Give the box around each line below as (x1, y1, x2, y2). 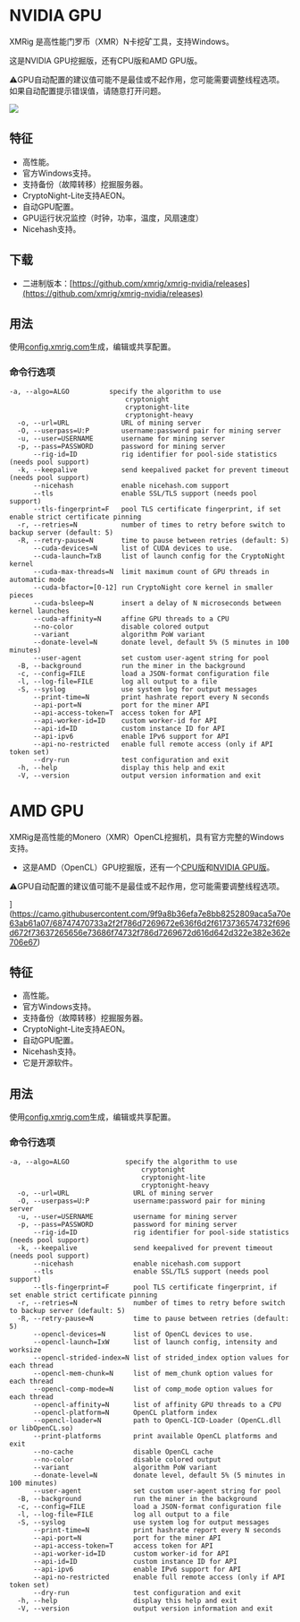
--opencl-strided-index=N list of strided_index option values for (32, 1353, 290, 1362)
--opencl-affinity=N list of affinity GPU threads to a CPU (32, 1400, 281, 1409)
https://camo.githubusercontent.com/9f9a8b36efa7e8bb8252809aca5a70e (12, 908, 291, 919)
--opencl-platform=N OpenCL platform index (32, 1408, 218, 1417)
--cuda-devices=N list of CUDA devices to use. (32, 544, 234, 553)
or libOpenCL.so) (9, 1423, 74, 1433)
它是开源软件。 (21, 1058, 78, 1068)
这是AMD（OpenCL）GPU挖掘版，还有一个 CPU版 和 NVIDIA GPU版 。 (21, 862, 275, 872)
